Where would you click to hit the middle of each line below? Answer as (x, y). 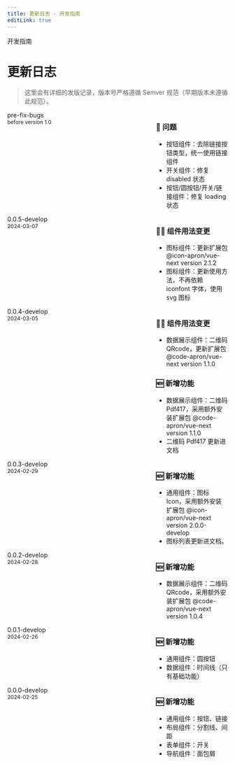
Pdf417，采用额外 (191, 409)
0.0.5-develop (27, 219)
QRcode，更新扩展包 (196, 349)
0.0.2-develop (28, 555)
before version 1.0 (29, 122)
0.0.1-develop (27, 630)
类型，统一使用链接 (200, 153)
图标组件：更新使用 (194, 271)
